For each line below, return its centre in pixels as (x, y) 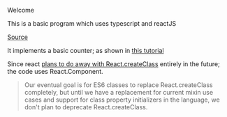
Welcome (21, 10)
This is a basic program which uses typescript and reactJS (92, 23)
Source (17, 37)
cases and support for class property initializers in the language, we (122, 100)
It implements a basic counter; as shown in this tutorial (86, 50)
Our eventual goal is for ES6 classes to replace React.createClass (118, 85)
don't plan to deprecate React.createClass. (86, 107)
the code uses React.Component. (55, 71)
